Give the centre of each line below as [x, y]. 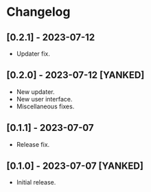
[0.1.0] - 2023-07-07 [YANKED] [75, 166]
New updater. [35, 92]
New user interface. [44, 99]
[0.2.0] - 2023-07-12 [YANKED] [75, 75]
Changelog [38, 12]
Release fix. [33, 144]
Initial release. [36, 182]
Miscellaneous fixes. [45, 106]
